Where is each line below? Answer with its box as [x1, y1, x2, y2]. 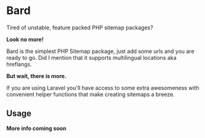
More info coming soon [6, 125, 67, 132]
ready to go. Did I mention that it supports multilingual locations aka [6, 54, 177, 61]
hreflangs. [6, 60, 32, 68]
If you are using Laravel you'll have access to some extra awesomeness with [6, 84, 199, 92]
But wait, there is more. [6, 72, 67, 79]
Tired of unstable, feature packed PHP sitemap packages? [6, 24, 154, 31]
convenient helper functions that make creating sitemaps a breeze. [6, 90, 175, 98]
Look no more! [6, 35, 44, 43]
